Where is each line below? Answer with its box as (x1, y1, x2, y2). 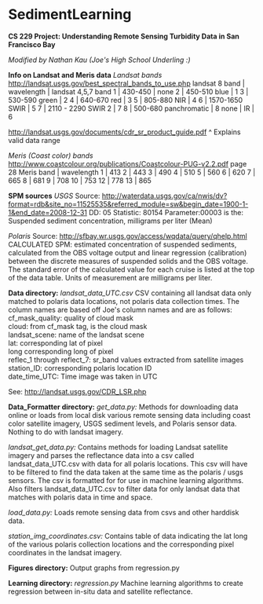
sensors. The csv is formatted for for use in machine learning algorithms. (8, 475, 244, 485)
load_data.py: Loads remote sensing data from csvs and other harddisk (8, 507, 239, 517)
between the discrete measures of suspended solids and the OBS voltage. (8, 256, 249, 265)
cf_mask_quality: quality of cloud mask (8, 313, 134, 323)
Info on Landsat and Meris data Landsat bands (8, 70, 163, 79)
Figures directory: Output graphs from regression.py (8, 563, 181, 573)
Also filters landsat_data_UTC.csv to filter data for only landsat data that (8, 484, 240, 493)
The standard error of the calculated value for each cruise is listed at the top (8, 265, 255, 274)
